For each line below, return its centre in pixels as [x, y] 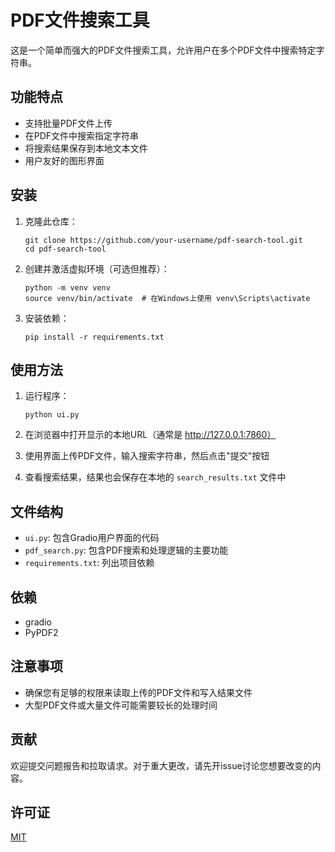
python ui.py [52, 415]
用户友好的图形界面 [64, 160]
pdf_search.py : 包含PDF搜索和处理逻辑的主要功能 [126, 550]
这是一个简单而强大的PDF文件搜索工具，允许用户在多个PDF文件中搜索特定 [163, 50]
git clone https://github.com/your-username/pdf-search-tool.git [163, 240]
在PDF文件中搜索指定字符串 [82, 135]
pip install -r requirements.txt [94, 337]
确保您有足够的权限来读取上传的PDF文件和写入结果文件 [138, 692]
